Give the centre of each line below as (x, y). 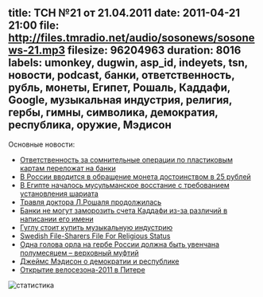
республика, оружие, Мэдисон (90, 125)
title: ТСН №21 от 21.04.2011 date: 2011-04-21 (124, 13)
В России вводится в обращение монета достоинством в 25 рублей (135, 176)
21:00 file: (34, 26)
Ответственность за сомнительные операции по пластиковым (126, 159)
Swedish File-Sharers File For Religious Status (95, 236)
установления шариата (59, 193)
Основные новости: (42, 144)
